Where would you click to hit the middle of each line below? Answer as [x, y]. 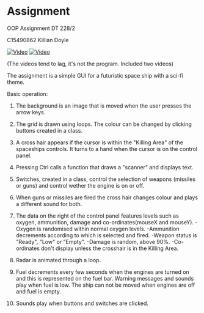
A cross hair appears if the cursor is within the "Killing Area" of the [100, 142]
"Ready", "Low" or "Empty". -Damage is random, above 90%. [93, 241]
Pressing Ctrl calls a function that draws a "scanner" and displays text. [105, 167]
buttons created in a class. [49, 130]
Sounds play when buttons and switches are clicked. [82, 303]
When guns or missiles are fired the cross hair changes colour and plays [107, 197]
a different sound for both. [49, 204]
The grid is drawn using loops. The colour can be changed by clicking [104, 124]
